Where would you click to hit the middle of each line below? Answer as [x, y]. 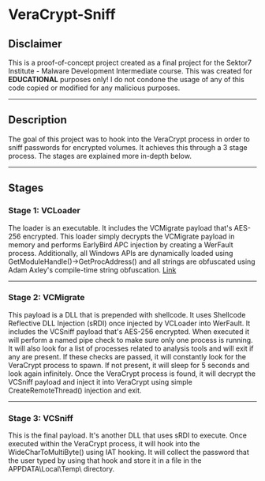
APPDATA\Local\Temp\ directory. [62, 469]
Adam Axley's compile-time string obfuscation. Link [92, 269]
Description [37, 120]
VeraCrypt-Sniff [62, 15]
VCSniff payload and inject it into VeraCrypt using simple [101, 381]
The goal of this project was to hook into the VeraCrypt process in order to [129, 139]
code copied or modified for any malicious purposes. [94, 88]
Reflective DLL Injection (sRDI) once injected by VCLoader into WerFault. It [129, 323]
